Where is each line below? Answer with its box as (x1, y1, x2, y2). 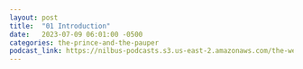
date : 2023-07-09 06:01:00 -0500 (9, 30, 143, 39)
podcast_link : (9, 47, 63, 56)
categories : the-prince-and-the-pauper (9, 38, 160, 47)
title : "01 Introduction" (9, 22, 111, 30)
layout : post (9, 13, 59, 22)
